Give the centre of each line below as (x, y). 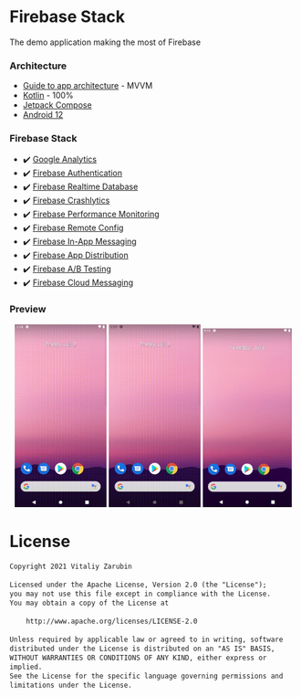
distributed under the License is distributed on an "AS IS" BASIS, (142, 649)
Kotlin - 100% (48, 95)
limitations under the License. (71, 686)
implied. (26, 667)
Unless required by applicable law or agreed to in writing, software (146, 640)
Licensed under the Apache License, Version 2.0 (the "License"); (138, 585)
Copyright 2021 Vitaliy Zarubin (71, 567)
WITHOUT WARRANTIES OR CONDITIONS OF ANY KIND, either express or (138, 658)
